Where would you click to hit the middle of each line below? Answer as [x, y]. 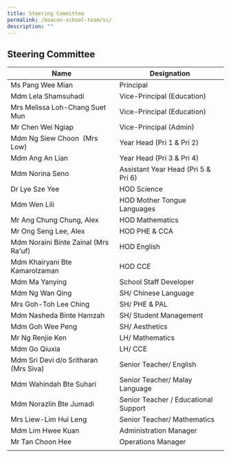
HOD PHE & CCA [146, 231]
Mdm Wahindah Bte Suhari [54, 384]
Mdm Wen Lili [33, 205]
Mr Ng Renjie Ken [39, 338]
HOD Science [141, 189]
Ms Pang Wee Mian [42, 85]
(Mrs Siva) [27, 369]
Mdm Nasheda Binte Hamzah [58, 316]
